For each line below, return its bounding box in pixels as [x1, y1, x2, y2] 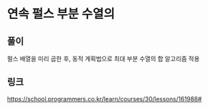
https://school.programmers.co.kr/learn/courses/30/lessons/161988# [7, 94, 202, 103]
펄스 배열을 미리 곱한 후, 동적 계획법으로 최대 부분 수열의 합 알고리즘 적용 [7, 55, 200, 62]
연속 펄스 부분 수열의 [7, 6, 115, 22]
